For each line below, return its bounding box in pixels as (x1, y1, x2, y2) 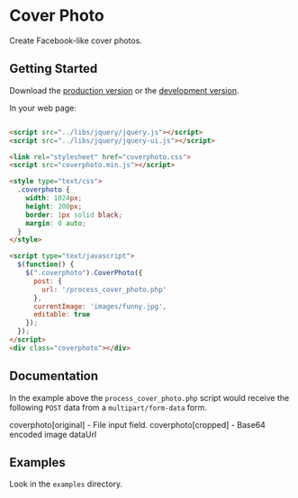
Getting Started (9, 61, 98, 76)
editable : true (32, 310, 91, 319)
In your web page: (9, 102, 77, 113)
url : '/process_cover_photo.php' (41, 285, 167, 294)
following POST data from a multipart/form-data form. (9, 402, 207, 413)
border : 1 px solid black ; (25, 210, 123, 219)
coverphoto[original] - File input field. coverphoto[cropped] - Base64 (9, 419, 266, 430)
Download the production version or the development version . (9, 84, 239, 95)
